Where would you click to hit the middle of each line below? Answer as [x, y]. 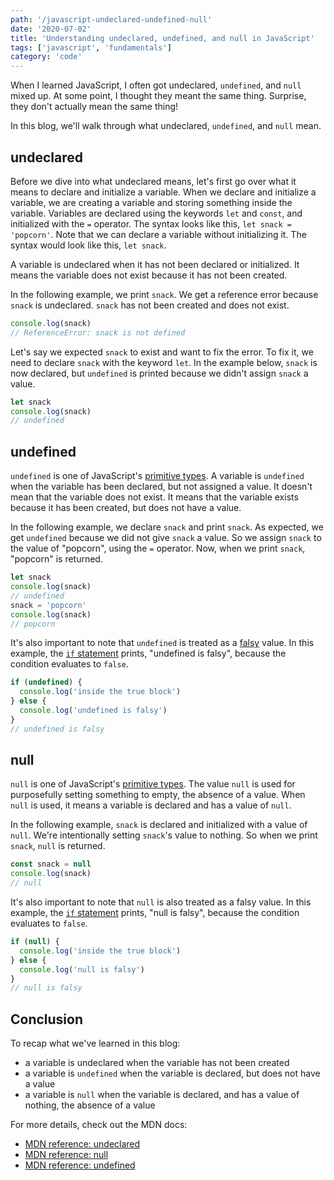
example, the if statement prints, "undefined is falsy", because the [148, 653]
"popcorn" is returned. [56, 559]
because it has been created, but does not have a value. [126, 508]
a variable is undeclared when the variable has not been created [157, 1063]
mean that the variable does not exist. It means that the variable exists [154, 497]
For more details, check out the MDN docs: [99, 1125]
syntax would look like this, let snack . [88, 245]
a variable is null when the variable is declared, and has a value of [162, 1095]
